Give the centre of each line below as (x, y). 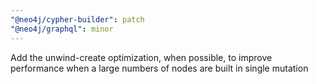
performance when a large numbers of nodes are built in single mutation (159, 68)
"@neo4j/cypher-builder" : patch (77, 19)
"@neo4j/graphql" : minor (62, 29)
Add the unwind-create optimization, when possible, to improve (141, 57)
